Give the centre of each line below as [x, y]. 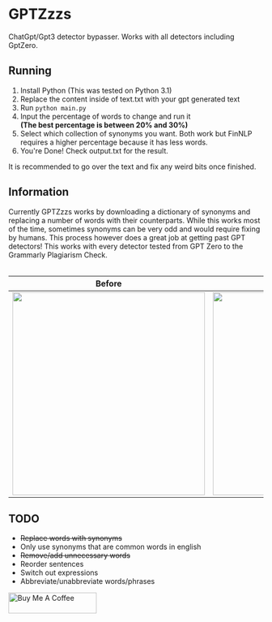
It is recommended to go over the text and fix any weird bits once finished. [132, 166]
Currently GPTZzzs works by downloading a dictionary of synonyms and [130, 211]
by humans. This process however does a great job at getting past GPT [127, 237]
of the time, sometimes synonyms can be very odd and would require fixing [134, 229]
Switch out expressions [59, 572]
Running [30, 71]
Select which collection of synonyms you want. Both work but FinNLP [136, 133]
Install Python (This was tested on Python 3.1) [96, 90]
